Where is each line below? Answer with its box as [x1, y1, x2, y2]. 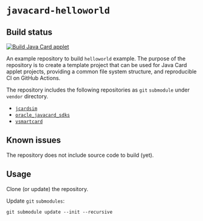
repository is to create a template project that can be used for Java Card [6, 62, 187, 68]
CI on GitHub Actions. [6, 74, 61, 81]
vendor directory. [6, 93, 49, 100]
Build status [6, 27, 53, 37]
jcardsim [15, 106, 38, 112]
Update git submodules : [6, 197, 65, 205]
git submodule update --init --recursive [6, 209, 113, 215]
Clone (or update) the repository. [6, 185, 89, 192]
